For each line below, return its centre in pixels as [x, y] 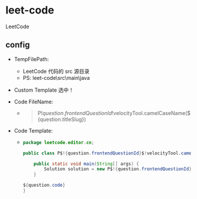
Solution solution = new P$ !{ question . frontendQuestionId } [118, 169]
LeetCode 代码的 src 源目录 [56, 71]
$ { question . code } [44, 185]
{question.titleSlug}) [62, 119]
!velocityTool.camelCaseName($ [151, 113]
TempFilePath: [31, 59]
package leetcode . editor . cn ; [59, 142]
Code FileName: [34, 102]
